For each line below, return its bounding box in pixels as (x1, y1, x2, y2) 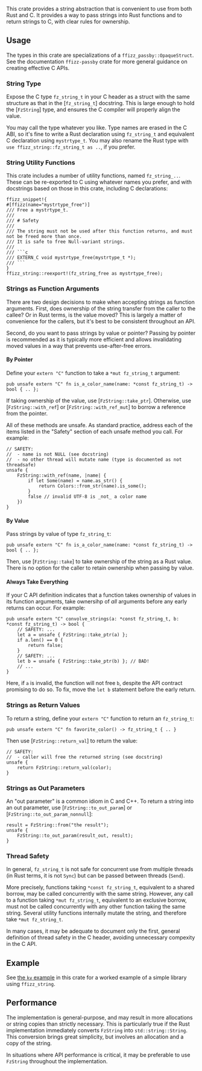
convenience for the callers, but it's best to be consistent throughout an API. (6, 317, 196, 325)
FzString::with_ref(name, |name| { (17, 472, 107, 478)
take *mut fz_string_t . (6, 916, 63, 923)
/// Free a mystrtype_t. (6, 207, 69, 213)
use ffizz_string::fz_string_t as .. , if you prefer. (6, 143, 136, 150)
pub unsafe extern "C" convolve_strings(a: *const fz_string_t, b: (6, 616, 180, 622)
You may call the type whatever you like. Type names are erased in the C (6, 124, 187, 132)
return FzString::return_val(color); (17, 764, 112, 771)
